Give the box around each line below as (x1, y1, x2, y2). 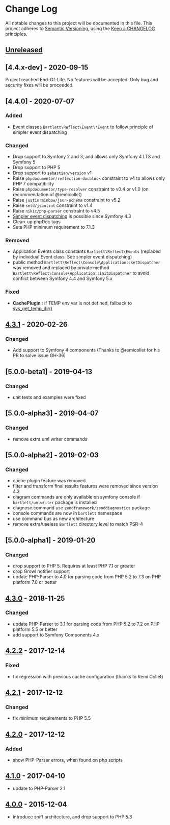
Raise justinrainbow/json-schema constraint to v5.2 (12, 197, 121, 203)
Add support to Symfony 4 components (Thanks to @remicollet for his (12, 347, 160, 353)
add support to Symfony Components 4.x (12, 631, 100, 638)
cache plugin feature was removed (12, 478, 86, 484)
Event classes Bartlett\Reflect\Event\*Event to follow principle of (12, 124, 154, 130)
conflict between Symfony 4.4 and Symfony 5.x (12, 275, 113, 281)
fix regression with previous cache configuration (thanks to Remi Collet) (12, 673, 163, 679)
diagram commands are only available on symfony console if (12, 494, 140, 500)
